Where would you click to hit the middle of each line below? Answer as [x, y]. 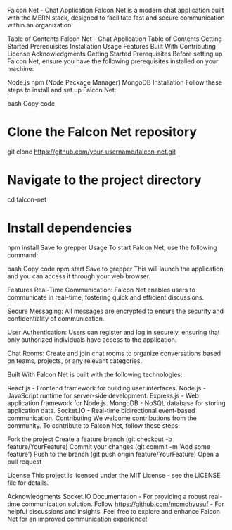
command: [23, 255]
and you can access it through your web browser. [79, 276]
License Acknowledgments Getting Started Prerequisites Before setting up [115, 54]
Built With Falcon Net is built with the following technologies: [95, 374]
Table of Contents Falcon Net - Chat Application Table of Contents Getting [115, 39]
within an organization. [40, 25]
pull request [25, 462]
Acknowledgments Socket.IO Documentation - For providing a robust [107, 496]
